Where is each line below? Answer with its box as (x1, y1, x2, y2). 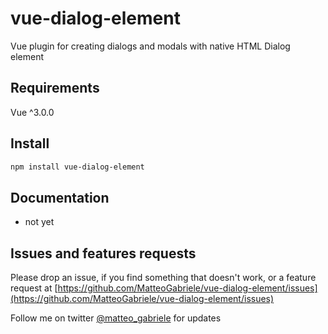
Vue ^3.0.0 (10, 106, 55, 118)
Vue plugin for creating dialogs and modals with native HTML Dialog (10, 40, 291, 52)
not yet (24, 216, 55, 228)
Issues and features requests (10, 245, 197, 262)
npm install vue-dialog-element (10, 162, 145, 172)
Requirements (10, 80, 100, 97)
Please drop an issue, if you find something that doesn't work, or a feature (10, 272, 317, 284)
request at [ (10, 282, 58, 294)
